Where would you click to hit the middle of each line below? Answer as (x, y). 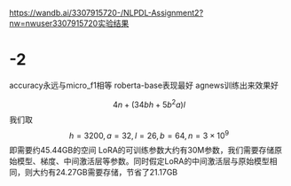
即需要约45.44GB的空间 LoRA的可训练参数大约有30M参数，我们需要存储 (142, 151)
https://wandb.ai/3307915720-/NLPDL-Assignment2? (106, 13)
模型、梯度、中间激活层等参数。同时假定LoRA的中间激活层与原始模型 (143, 161)
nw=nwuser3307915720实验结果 (69, 23)
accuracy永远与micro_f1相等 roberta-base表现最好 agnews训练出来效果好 (144, 85)
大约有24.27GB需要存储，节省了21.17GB (105, 173)
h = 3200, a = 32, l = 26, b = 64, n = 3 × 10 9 (149, 135)
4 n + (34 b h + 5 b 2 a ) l (149, 104)
